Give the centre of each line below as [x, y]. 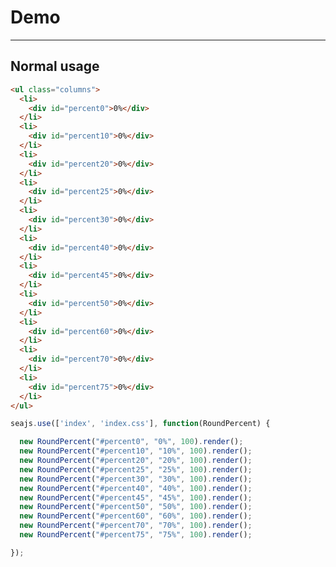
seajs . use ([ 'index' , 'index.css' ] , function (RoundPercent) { [140, 424]
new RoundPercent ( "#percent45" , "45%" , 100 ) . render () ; [136, 497]
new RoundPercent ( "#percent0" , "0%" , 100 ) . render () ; [131, 442]
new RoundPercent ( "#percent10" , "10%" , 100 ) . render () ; [136, 451]
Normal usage [55, 66]
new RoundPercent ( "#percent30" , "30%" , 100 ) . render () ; [136, 479]
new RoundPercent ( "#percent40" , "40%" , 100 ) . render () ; [136, 488]
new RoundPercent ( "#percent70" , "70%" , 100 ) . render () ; [136, 526]
